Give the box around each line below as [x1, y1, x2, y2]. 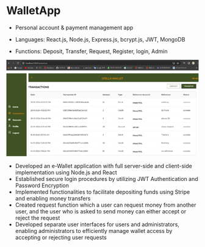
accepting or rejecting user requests [15, 234, 107, 241]
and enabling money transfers [15, 194, 91, 202]
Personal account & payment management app [15, 24, 134, 31]
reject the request [15, 214, 60, 221]
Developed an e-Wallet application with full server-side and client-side [15, 162, 192, 169]
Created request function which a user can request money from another [15, 201, 196, 208]
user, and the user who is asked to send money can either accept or [15, 207, 187, 215]
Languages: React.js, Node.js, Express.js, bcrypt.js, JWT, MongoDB [15, 35, 185, 43]
